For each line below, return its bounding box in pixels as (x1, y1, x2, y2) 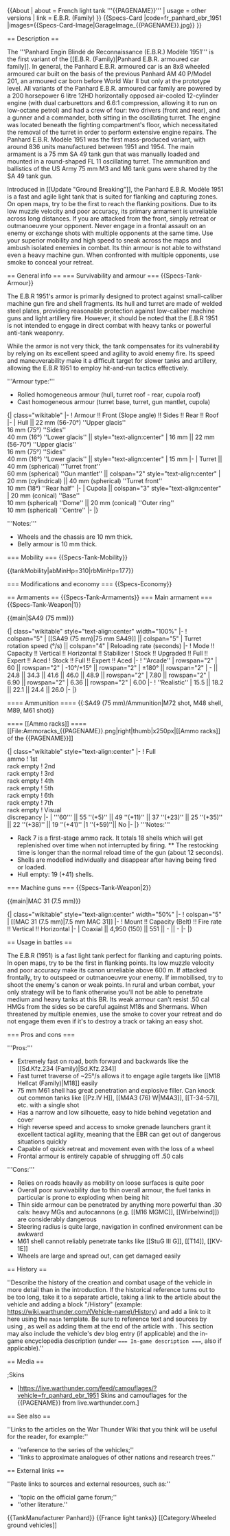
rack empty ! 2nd (7, 762, 56, 770)
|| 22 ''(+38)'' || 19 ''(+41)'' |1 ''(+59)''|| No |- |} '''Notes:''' (7, 821, 170, 828)
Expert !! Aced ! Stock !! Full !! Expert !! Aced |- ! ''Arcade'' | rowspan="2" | (7, 656, 218, 665)
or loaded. (16, 863, 47, 871)
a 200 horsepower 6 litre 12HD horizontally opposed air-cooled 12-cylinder (7, 91, 218, 100)
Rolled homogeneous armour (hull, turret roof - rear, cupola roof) (16, 390, 201, 399)
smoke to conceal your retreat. (7, 258, 94, 266)
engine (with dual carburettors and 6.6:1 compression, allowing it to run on (7, 99, 218, 107)
